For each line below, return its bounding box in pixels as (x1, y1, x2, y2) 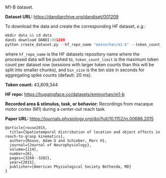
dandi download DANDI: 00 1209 (5, 37, 65, 43)
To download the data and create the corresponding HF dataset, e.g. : (5, 23, 146, 29)
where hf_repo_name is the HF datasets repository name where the (5, 51, 140, 57)
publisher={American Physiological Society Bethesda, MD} (9, 164, 132, 169)
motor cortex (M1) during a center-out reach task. (5, 106, 106, 112)
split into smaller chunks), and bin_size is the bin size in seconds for (5, 67, 145, 73)
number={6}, (9, 151, 35, 156)
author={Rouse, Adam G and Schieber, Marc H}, (9, 138, 107, 143)
